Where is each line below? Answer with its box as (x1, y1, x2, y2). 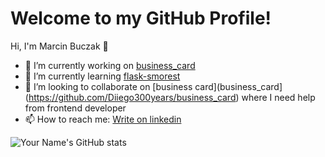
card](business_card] (194, 80, 283, 92)
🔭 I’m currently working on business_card (24, 59, 196, 71)
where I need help (241, 91, 316, 103)
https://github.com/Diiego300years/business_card (28, 91, 237, 103)
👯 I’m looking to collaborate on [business (24, 80, 193, 92)
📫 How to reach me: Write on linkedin (24, 113, 182, 125)
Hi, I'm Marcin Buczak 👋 (10, 40, 109, 52)
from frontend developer (24, 102, 127, 114)
